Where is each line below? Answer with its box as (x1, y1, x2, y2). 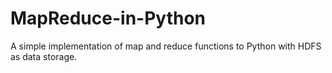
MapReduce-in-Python (10, 7, 207, 30)
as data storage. (10, 50, 78, 62)
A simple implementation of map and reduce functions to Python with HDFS (10, 40, 322, 52)
